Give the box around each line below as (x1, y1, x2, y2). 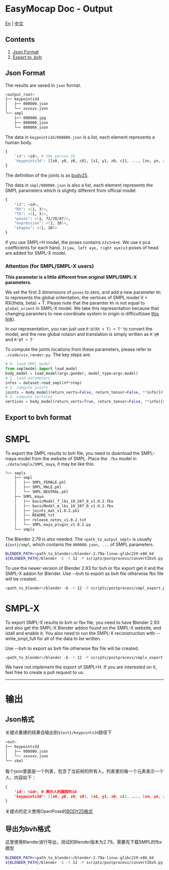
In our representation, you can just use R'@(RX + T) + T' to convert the (5, 326, 153, 332)
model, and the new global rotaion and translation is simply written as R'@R (5, 331, 159, 337)
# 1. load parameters (5, 375, 51, 380)
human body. (5, 139, 33, 146)
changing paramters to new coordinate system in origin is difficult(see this (5, 311, 159, 317)
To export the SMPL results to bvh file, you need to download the (5, 450, 140, 456)
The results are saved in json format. (5, 82, 81, 88)
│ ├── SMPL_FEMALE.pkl (14, 480, 66, 485)
